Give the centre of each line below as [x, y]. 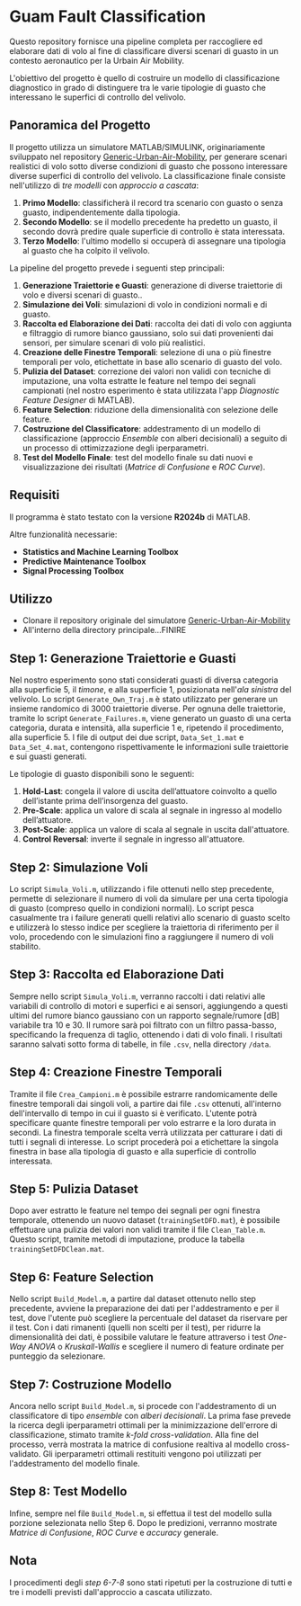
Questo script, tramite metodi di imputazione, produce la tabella [127, 1239]
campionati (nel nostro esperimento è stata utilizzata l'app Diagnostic [151, 390]
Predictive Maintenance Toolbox [84, 561]
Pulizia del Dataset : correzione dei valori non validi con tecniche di [146, 371]
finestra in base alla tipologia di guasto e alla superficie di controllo [133, 1151]
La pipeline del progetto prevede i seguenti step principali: [117, 268]
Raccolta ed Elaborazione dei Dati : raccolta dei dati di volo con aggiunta [157, 323]
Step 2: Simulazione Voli [79, 867]
